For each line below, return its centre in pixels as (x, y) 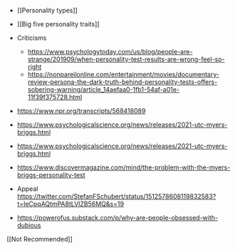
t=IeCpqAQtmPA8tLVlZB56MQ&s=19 (70, 204)
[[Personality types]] (47, 10)
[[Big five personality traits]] (58, 24)
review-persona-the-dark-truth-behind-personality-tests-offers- (123, 82)
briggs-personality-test (51, 175)
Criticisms (32, 38)
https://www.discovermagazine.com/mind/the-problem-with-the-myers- (124, 167)
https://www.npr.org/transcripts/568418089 (81, 111)
